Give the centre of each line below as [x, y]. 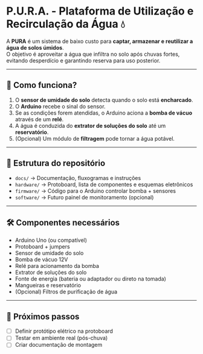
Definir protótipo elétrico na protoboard [64, 331]
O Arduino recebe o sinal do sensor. [60, 106]
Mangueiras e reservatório [48, 286]
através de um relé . [39, 119]
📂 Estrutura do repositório [56, 163]
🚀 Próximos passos [43, 316]
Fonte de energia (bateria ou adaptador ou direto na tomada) [90, 279]
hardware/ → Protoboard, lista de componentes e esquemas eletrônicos [104, 184]
